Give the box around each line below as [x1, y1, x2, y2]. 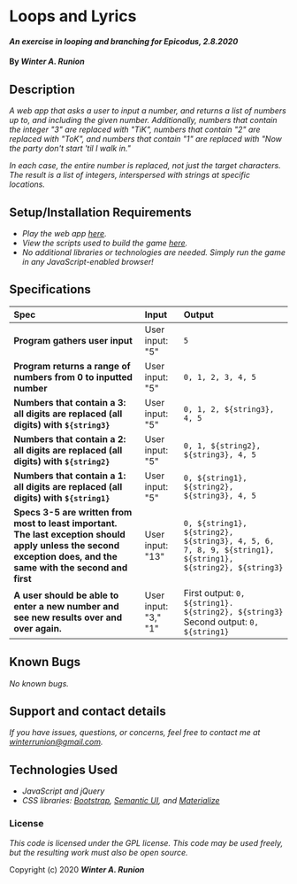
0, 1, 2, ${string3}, [183, 404, 275, 414]
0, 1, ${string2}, [183, 440, 261, 451]
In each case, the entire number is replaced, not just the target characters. [9, 160, 281, 171]
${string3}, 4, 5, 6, [183, 536, 275, 546]
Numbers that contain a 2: [13, 432, 126, 445]
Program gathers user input [13, 334, 133, 346]
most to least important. [13, 516, 118, 529]
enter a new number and [13, 600, 119, 612]
